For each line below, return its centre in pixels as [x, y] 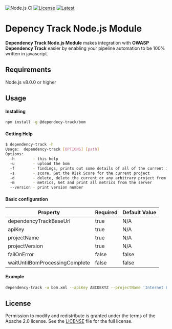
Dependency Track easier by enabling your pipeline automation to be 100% [85, 48]
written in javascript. [27, 53]
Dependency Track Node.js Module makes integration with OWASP [77, 43]
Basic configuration [27, 199]
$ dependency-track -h [29, 145]
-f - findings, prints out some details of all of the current [87, 168]
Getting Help [19, 134]
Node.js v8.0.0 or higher [31, 82]
